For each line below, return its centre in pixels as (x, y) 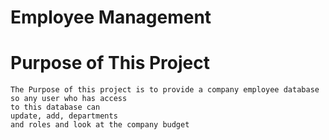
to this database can (55, 107)
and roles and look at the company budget (100, 125)
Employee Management (111, 17)
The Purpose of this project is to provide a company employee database (165, 90)
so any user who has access (69, 99)
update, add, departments (64, 116)
